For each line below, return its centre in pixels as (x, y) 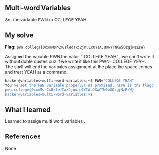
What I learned (28, 109)
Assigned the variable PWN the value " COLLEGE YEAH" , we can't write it (80, 56)
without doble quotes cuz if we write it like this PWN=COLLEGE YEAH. (76, 61)
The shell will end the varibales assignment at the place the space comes (79, 67)
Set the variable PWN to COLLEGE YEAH (46, 19)
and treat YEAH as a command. (37, 72)
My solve (19, 35)
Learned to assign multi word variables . (45, 121)
